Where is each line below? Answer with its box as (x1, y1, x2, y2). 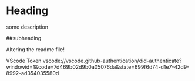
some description (6, 23, 49, 30)
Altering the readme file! (6, 45, 65, 53)
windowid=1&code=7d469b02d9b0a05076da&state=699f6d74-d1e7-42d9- (6, 63, 190, 71)
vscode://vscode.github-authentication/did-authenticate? (42, 57, 182, 64)
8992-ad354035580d (6, 69, 59, 76)
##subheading (6, 34, 42, 41)
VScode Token (6, 57, 42, 64)
